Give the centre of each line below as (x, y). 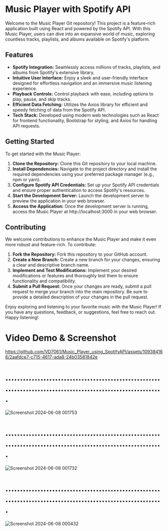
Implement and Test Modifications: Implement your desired (74, 270)
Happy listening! (22, 317)
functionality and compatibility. (44, 281)
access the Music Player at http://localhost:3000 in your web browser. (85, 211)
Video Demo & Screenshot (61, 338)
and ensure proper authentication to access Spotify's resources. (79, 190)
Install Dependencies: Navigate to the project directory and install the (85, 169)
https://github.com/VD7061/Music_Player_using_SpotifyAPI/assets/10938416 (84, 352)
